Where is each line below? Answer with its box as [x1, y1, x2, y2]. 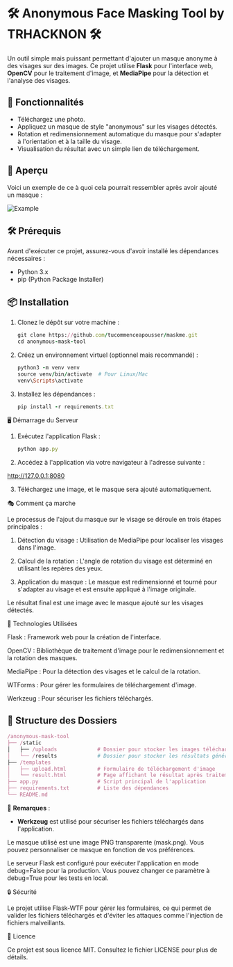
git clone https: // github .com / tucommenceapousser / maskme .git [17, 332, 198, 339]
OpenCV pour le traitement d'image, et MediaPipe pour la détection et [7, 69, 209, 77]
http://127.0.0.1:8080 [7, 472, 65, 480]
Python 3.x [17, 268, 49, 276]
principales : [7, 522, 43, 531]
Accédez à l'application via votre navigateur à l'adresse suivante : [17, 458, 205, 467]
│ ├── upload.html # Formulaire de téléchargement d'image [7, 765, 216, 772]
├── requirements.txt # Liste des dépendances [7, 785, 169, 792]
